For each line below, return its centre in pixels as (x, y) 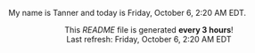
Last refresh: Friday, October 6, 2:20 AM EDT (149, 39)
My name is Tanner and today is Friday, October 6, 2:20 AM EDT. (127, 13)
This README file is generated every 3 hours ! (149, 30)
